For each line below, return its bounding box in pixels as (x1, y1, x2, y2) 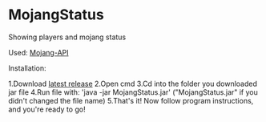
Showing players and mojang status (8, 32, 127, 42)
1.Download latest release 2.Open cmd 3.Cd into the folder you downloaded (8, 79, 258, 88)
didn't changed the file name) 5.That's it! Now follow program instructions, (8, 96, 254, 105)
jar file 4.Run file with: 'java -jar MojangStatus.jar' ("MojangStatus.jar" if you (8, 87, 258, 97)
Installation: (8, 63, 46, 73)
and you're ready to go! (8, 104, 86, 114)
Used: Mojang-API (8, 47, 69, 57)
